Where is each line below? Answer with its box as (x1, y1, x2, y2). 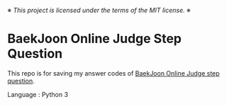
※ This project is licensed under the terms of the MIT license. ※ (7, 6, 191, 14)
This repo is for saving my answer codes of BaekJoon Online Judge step (7, 69, 220, 77)
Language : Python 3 (7, 90, 69, 98)
